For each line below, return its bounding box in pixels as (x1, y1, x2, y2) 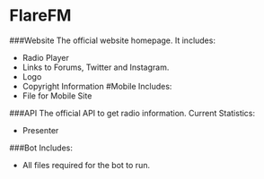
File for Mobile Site (22, 90, 92, 101)
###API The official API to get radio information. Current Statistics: (9, 107, 256, 118)
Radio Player (22, 52, 69, 63)
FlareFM (9, 5, 72, 26)
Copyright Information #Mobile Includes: (22, 81, 172, 91)
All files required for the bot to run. (22, 159, 151, 170)
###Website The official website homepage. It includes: (9, 35, 216, 46)
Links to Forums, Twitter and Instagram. (22, 62, 170, 72)
